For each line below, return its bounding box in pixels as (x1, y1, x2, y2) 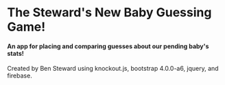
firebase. (7, 71, 32, 80)
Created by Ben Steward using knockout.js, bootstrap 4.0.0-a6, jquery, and (7, 65, 219, 73)
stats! (7, 49, 24, 57)
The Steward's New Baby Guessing (7, 5, 212, 20)
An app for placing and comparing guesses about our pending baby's (7, 42, 209, 50)
